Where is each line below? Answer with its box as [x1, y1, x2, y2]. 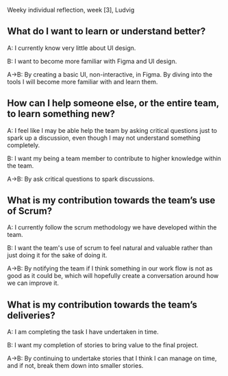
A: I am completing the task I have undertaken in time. [7, 328, 159, 336]
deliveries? [7, 310, 56, 321]
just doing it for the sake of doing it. [7, 251, 107, 260]
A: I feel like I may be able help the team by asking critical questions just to [7, 126, 218, 134]
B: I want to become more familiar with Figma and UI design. [7, 57, 177, 65]
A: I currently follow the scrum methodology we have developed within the [7, 223, 217, 231]
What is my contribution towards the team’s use [7, 195, 216, 206]
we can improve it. [7, 279, 60, 287]
